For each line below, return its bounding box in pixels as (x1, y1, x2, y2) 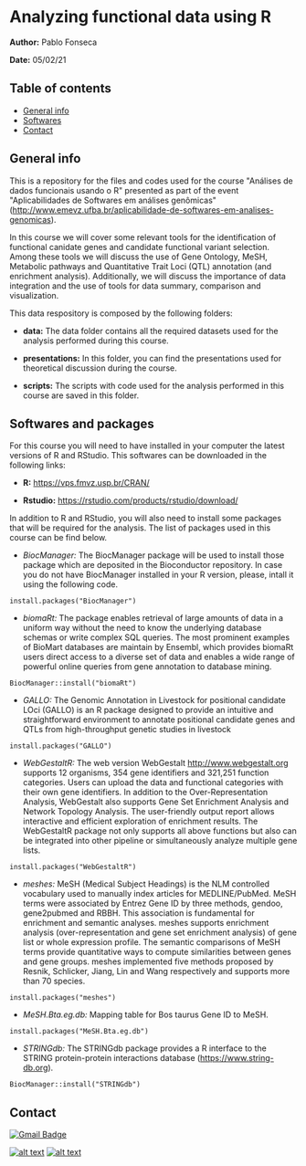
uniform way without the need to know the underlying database (22, 623, 262, 634)
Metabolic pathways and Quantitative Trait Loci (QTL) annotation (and (9, 260, 272, 271)
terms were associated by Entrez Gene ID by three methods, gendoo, (22, 898, 283, 909)
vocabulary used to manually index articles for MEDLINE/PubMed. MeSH (22, 888, 297, 899)
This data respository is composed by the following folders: (9, 308, 233, 319)
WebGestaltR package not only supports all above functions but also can (22, 825, 297, 836)
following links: (9, 459, 66, 471)
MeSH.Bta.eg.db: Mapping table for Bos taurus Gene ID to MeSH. (22, 1009, 269, 1020)
